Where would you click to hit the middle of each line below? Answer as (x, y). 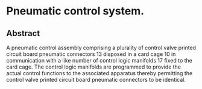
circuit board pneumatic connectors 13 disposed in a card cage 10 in (91, 54)
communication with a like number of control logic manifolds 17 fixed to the (99, 60)
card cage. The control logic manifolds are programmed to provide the (93, 67)
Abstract (23, 33)
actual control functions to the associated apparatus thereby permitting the (99, 73)
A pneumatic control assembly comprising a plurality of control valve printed (101, 48)
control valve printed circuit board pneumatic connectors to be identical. (96, 80)
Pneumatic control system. (75, 11)
